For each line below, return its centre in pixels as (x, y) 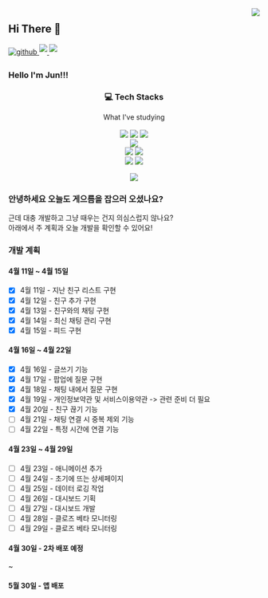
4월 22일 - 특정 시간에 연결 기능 (69, 429)
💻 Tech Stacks (134, 96)
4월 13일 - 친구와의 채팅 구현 (65, 310)
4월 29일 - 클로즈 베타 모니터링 (68, 528)
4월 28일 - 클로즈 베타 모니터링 (68, 518)
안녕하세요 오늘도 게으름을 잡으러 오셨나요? (86, 199)
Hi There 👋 (35, 29)
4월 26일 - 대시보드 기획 (58, 498)
